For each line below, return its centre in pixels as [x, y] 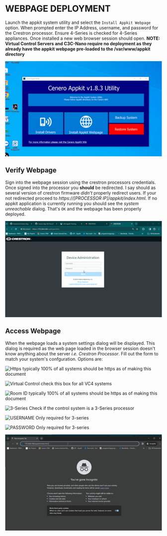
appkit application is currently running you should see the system [72, 203]
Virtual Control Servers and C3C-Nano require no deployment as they [79, 43]
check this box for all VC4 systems [76, 383]
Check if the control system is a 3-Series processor [82, 408]
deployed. [15, 214]
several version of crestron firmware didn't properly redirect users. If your [81, 193]
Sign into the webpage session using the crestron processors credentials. [81, 182]
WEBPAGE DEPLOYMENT [58, 9]
